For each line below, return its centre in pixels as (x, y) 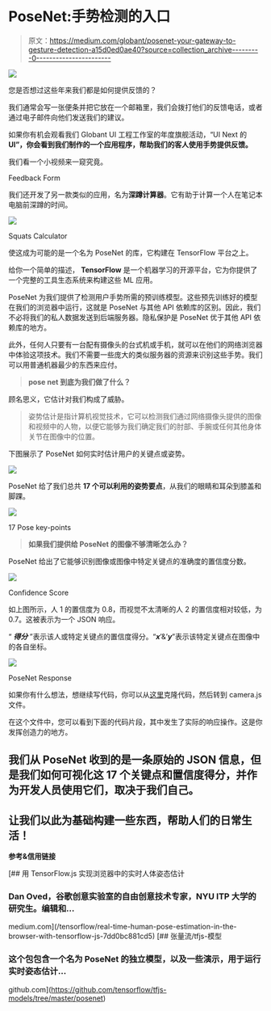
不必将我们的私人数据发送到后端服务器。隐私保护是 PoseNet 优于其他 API (130, 317)
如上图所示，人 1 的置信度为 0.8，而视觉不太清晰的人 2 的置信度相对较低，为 (135, 609)
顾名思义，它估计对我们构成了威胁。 (69, 399)
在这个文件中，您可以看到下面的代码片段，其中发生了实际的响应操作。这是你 (135, 722)
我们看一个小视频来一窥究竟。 (58, 162)
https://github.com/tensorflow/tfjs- (109, 989)
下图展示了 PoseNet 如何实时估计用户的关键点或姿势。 (99, 453)
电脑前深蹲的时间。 (40, 204)
